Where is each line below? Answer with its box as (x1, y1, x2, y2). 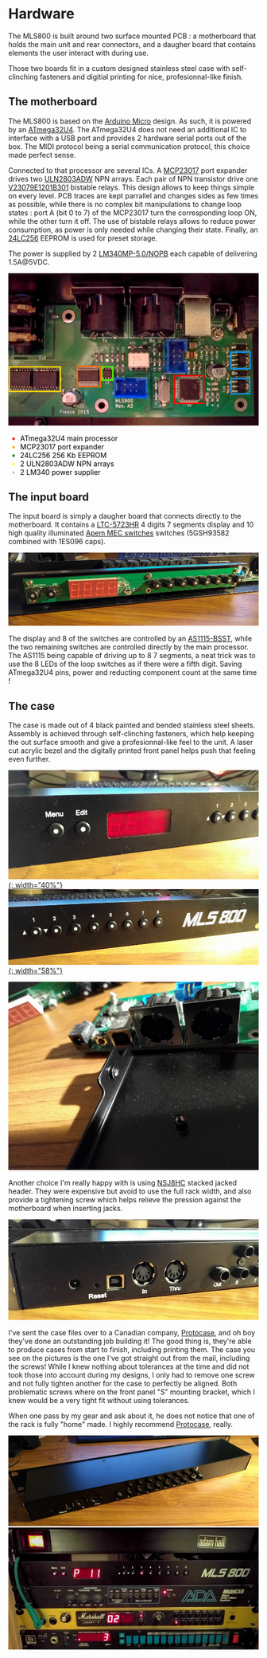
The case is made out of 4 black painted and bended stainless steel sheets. (8, 720, 256, 730)
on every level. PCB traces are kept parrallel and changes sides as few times (8, 190, 259, 200)
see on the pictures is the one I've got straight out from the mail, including (8, 1354, 250, 1363)
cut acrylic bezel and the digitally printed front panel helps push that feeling (8, 746, 256, 755)
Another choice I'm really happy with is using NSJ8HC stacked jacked (8, 1178, 237, 1187)
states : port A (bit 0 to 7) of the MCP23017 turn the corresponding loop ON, (8, 208, 257, 218)
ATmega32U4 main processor (19, 433, 118, 443)
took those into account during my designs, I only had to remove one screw (8, 1370, 256, 1380)
